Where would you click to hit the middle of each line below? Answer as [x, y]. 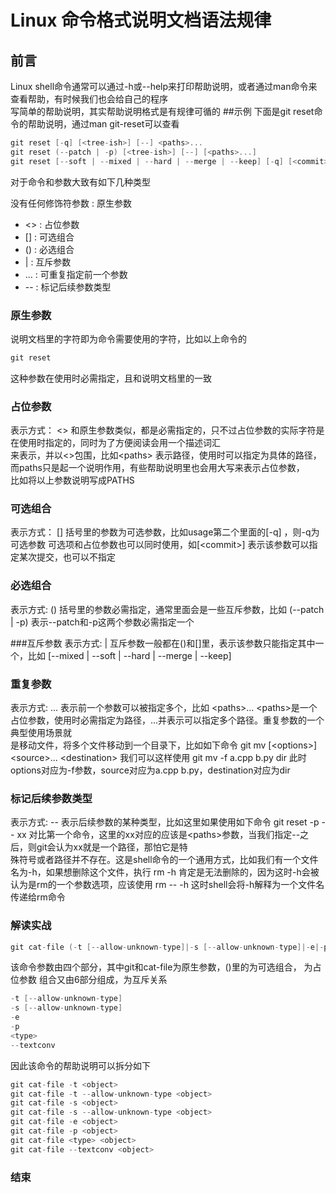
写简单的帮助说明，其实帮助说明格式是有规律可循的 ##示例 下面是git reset [162, 111]
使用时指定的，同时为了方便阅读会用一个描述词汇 [119, 443]
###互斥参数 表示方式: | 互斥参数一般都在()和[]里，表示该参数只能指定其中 [163, 643]
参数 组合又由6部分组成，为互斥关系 [93, 980]
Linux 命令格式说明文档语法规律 [141, 20]
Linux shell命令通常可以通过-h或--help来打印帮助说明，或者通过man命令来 [164, 86]
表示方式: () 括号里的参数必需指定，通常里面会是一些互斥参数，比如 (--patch [167, 609]
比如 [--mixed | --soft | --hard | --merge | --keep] [129, 655]
